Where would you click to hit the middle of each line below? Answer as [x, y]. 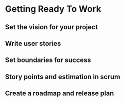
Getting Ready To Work [53, 9]
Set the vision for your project [51, 27]
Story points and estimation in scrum [63, 77]
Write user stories [33, 43]
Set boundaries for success [48, 60]
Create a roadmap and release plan [60, 93]
